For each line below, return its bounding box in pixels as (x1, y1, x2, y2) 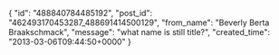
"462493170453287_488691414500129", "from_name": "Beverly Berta (8, 17, 270, 28)
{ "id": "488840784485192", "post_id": (8, 8, 153, 18)
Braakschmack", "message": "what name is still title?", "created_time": (8, 27, 271, 37)
